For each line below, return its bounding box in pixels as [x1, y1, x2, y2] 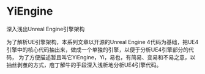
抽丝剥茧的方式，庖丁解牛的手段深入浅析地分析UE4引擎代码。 [6, 61, 162, 68]
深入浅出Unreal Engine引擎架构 [6, 25, 85, 32]
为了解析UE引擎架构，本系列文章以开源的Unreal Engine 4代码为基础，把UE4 [6, 38, 199, 45]
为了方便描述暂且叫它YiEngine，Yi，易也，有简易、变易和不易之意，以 [18, 53, 196, 61]
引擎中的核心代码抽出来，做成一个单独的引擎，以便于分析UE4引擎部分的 [6, 46, 188, 53]
